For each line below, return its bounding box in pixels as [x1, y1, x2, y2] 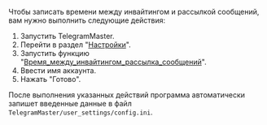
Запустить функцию [20, 49, 90, 58]
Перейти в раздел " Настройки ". [20, 40, 132, 50]
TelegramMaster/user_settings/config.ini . [8, 107, 153, 117]
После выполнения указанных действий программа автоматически [8, 90, 246, 100]
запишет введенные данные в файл [8, 99, 132, 108]
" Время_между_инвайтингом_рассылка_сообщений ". [20, 57, 207, 67]
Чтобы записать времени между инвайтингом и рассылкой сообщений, [8, 7, 260, 16]
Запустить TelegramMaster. [20, 32, 116, 41]
